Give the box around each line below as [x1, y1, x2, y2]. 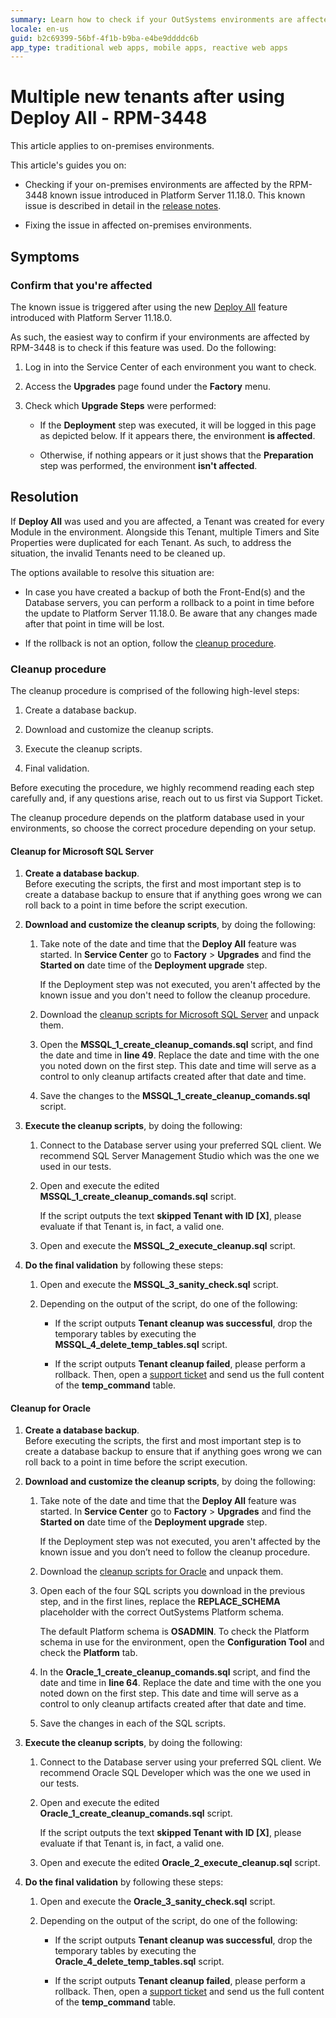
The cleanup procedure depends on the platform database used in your [10, 811, 305, 823]
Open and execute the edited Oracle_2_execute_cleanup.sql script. [39, 1857, 321, 1869]
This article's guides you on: [10, 159, 127, 171]
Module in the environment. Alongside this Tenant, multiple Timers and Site [10, 526, 320, 538]
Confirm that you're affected [10, 278, 153, 292]
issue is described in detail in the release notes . [24, 200, 222, 212]
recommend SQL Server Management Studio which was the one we [39, 1150, 320, 1162]
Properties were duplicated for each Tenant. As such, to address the [10, 536, 292, 548]
